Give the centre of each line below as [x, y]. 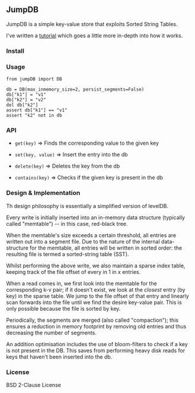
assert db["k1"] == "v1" [37, 110]
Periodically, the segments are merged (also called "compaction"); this [92, 320]
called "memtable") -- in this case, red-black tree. [67, 223]
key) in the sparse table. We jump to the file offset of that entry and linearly [98, 296]
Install [15, 51]
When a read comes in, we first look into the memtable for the [81, 283]
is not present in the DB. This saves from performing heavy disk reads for [96, 350]
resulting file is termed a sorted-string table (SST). [68, 254]
